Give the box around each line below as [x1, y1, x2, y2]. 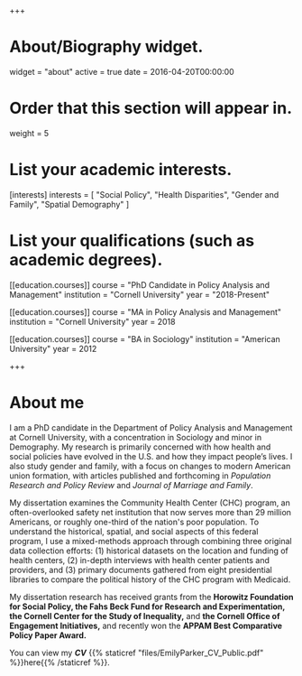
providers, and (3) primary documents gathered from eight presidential [9, 564, 273, 575]
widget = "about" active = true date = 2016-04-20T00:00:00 [9, 66, 234, 77]
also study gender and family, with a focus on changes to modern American [9, 460, 291, 471]
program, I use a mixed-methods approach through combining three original [9, 535, 292, 546]
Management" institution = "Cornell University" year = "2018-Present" [9, 289, 270, 300]
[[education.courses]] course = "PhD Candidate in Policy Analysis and [9, 279, 270, 290]
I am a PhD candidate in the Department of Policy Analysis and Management [9, 421, 293, 433]
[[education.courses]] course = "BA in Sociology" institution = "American [9, 333, 281, 344]
